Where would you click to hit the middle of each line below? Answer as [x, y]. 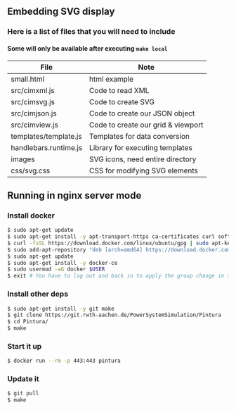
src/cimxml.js [33, 90]
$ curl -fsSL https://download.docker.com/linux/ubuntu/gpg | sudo [108, 243]
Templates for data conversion [139, 136]
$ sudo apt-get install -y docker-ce [63, 263]
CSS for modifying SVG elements [143, 170]
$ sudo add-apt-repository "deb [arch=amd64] [75, 249]
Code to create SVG [122, 101]
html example [111, 79]
